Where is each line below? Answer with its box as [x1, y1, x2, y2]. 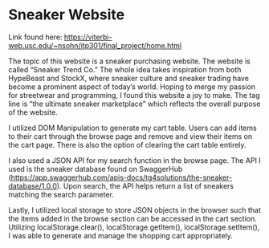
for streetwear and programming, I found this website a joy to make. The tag [8, 90, 260, 100]
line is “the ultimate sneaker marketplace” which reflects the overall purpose [8, 99, 261, 108]
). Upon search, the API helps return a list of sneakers [56, 181, 234, 190]
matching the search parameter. [8, 189, 114, 199]
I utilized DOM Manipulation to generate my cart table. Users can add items [8, 123, 257, 132]
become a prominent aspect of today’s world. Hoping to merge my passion [8, 82, 255, 91]
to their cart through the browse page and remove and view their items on [8, 131, 253, 141]
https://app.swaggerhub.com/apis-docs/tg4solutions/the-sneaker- [10, 173, 233, 182]
